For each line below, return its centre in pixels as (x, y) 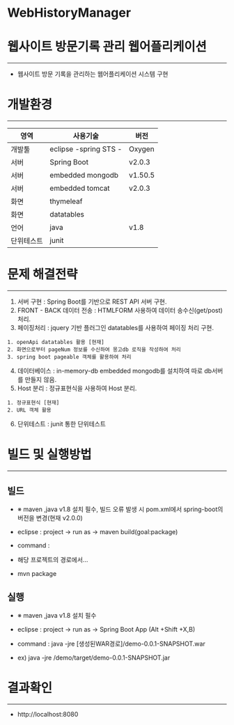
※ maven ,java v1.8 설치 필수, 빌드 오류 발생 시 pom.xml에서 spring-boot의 (120, 509)
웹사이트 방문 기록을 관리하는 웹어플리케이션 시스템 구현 (93, 74)
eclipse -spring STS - (86, 149)
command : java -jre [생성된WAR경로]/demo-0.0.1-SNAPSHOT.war (111, 644)
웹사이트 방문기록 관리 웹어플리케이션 (107, 47)
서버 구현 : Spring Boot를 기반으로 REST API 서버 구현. (92, 302)
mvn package (37, 573)
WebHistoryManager (69, 13)
